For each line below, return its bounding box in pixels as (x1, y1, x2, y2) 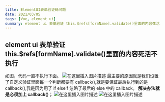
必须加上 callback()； (9, 92, 53, 98)
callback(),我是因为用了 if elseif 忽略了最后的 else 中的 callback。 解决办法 (5, 85, 156, 91)
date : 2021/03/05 (5, 12, 41, 17)
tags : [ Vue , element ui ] (5, 16, 56, 21)
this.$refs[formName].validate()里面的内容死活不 (5, 50, 158, 58)
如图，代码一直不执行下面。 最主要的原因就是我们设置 (5, 73, 159, 79)
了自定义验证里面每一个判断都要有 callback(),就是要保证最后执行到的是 (5, 79, 148, 85)
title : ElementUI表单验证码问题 (5, 7, 66, 12)
